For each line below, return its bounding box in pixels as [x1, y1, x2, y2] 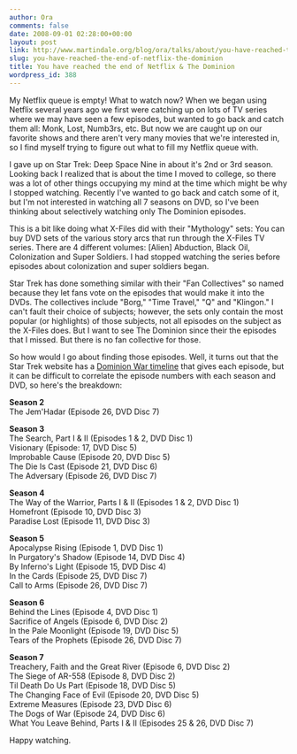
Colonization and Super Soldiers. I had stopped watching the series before [9, 251, 281, 262]
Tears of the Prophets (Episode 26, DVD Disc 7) [9, 635, 183, 645]
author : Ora [9, 12, 53, 22]
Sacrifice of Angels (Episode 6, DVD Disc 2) [9, 616, 169, 627]
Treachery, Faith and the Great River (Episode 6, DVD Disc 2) [9, 661, 231, 672]
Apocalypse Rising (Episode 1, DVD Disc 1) [9, 542, 164, 553]
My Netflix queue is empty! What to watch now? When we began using [9, 95, 268, 105]
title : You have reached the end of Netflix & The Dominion [9, 63, 236, 72]
